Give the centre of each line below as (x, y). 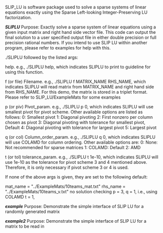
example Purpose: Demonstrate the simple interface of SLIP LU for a (74, 206)
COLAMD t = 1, (20, 197)
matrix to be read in (25, 226)
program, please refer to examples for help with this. (58, 48)
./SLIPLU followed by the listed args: (42, 57)
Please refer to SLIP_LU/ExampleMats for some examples (63, 97)
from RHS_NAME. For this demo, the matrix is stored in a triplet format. (76, 92)
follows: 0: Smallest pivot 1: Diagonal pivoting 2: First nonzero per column (79, 117)
